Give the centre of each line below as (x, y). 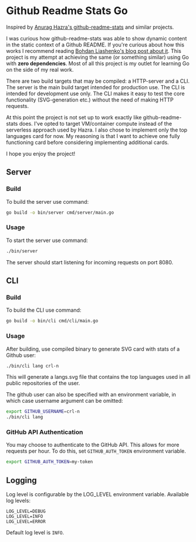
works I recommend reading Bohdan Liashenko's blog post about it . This (94, 51)
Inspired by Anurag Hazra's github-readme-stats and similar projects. (90, 27)
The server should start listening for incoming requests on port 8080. (90, 262)
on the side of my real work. (40, 69)
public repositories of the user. (43, 383)
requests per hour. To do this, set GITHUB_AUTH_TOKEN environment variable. (96, 451)
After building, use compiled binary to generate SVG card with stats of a (93, 349)
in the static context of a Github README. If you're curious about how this (95, 45)
